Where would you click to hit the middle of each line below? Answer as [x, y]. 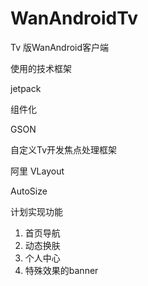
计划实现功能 [36, 211]
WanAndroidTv [74, 18]
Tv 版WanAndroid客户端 [60, 47]
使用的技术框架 [41, 68]
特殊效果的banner [61, 270]
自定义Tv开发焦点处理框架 [64, 149]
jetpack [26, 88]
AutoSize [29, 191]
